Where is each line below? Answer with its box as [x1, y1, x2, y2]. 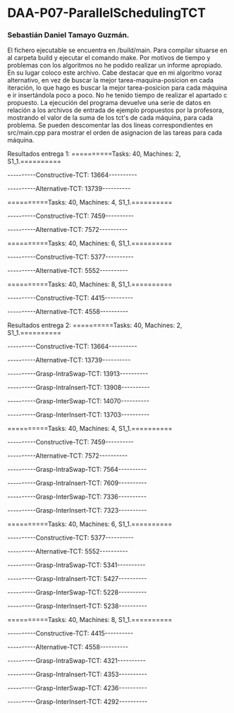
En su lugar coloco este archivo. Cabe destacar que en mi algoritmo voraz [7, 68, 223, 77]
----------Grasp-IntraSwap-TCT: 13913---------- [7, 370, 149, 378]
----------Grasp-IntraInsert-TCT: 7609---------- [7, 479, 147, 487]
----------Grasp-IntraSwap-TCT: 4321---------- [7, 657, 147, 665]
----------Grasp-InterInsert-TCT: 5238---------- [7, 602, 148, 611]
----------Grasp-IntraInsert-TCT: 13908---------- [7, 383, 150, 392]
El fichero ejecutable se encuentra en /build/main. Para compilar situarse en [7, 46, 228, 54]
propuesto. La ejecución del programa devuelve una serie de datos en [7, 99, 211, 107]
